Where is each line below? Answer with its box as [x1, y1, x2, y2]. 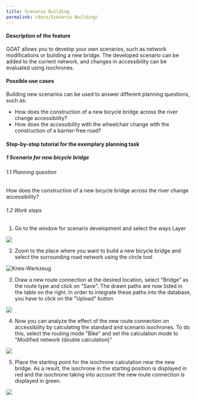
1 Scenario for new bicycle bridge [6, 154, 89, 161]
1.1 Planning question [6, 169, 57, 176]
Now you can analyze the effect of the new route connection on [14, 318, 169, 325]
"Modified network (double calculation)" [14, 336, 112, 343]
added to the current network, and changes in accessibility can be [6, 58, 167, 65]
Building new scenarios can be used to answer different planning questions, [6, 91, 190, 98]
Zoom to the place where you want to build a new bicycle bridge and [14, 248, 181, 255]
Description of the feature [6, 32, 71, 39]
